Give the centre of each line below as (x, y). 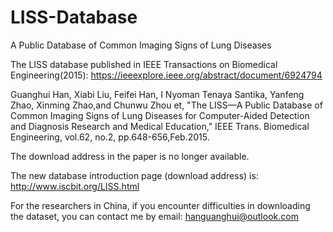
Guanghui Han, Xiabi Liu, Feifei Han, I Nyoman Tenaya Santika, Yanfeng (157, 94)
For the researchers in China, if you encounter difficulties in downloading (160, 205)
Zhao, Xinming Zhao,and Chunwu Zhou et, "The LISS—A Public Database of (166, 105)
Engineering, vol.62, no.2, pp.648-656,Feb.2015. (110, 137)
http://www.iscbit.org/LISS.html (75, 186)
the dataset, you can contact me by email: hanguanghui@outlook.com (154, 216)
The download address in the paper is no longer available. (130, 156)
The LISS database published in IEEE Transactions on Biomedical (144, 64)
